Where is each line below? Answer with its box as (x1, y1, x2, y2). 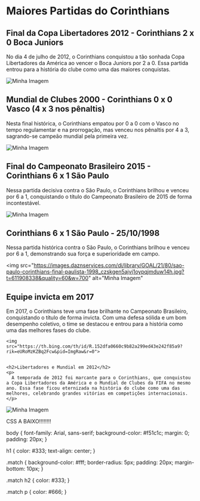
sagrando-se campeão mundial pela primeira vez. (6, 133, 128, 140)
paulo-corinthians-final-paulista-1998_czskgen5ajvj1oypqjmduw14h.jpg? (6, 268, 185, 275)
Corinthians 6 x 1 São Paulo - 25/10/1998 (6, 228, 160, 238)
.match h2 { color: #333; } (6, 477, 70, 484)
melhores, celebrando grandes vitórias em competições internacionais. (6, 391, 188, 397)
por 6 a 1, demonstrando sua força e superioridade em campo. (6, 250, 160, 257)
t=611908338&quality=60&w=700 (6, 275, 89, 282)
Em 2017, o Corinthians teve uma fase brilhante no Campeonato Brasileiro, (6, 308, 188, 315)
